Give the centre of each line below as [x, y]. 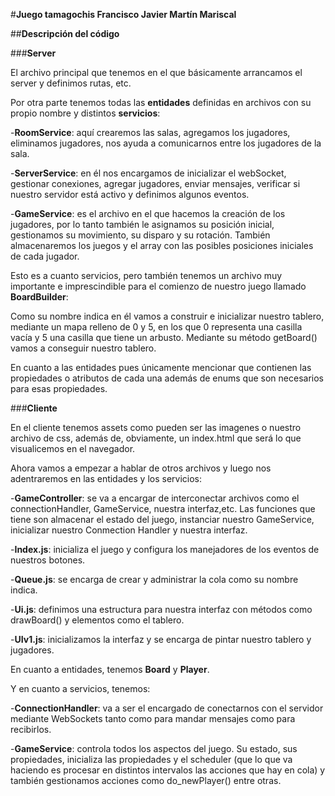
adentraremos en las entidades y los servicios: [106, 478]
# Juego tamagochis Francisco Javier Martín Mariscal [123, 14]
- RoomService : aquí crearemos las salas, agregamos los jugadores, [150, 132]
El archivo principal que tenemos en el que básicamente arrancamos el [156, 72]
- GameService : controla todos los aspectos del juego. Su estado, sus [154, 748]
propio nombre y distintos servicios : [85, 113]
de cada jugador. [45, 256]
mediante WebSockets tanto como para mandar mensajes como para [153, 718]
